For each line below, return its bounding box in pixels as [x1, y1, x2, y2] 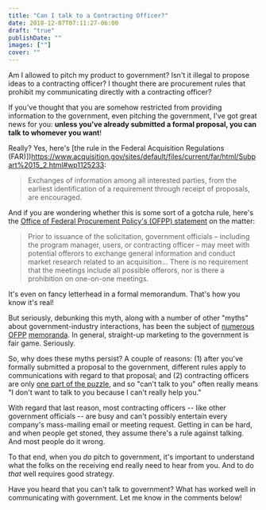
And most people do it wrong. [8, 437, 106, 446]
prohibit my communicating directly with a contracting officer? [8, 87, 212, 96]
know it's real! [8, 298, 54, 307]
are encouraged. [27, 192, 83, 202]
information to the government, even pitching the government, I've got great [8, 111, 257, 120]
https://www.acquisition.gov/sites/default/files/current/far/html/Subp [31, 152, 256, 161]
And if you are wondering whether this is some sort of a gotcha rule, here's [8, 208, 254, 217]
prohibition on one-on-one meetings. [27, 274, 149, 283]
